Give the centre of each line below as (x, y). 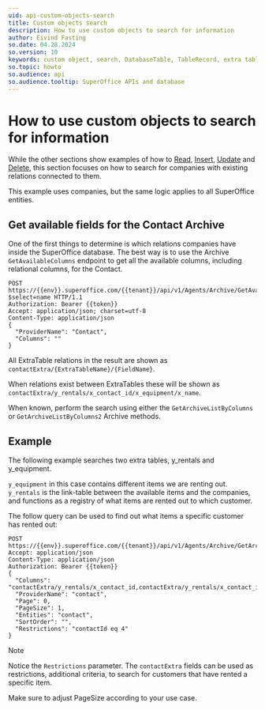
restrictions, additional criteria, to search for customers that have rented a (128, 674)
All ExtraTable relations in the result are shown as (88, 361)
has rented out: (33, 525)
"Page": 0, (33, 602)
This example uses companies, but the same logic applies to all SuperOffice (131, 191)
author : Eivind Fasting (47, 38)
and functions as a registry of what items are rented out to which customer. (131, 501)
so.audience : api (37, 74)
